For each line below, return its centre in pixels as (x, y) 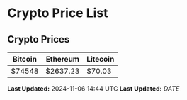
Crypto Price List (58, 13)
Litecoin (100, 59)
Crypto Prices (39, 39)
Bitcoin (25, 59)
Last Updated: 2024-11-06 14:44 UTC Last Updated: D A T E (93, 89)
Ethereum (63, 59)
